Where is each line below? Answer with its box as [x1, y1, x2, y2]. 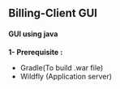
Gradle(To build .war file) [19, 62, 104, 72]
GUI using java [8, 28, 58, 39]
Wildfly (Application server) [19, 71, 112, 81]
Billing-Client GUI [8, 6, 98, 20]
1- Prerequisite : [8, 47, 63, 57]
